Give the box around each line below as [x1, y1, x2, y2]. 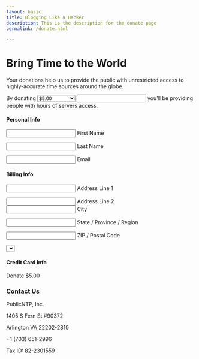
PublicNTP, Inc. [6, 301, 44, 308]
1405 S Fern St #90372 [6, 312, 64, 319]
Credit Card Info [6, 259, 47, 266]
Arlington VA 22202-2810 [6, 324, 69, 331]
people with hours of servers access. [6, 102, 98, 110]
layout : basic [6, 8, 42, 15]
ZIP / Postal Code [77, 231, 120, 239]
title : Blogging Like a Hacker [6, 14, 85, 20]
